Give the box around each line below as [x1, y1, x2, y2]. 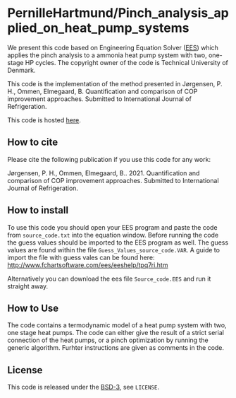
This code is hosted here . [7, 115, 81, 124]
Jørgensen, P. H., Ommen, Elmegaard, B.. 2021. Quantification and [7, 168, 200, 177]
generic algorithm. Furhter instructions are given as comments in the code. [7, 344, 224, 352]
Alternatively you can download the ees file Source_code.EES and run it [7, 274, 211, 283]
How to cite [7, 136, 58, 148]
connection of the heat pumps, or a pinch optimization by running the [7, 336, 209, 344]
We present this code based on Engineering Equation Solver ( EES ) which [7, 43, 218, 52]
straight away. [7, 281, 49, 291]
